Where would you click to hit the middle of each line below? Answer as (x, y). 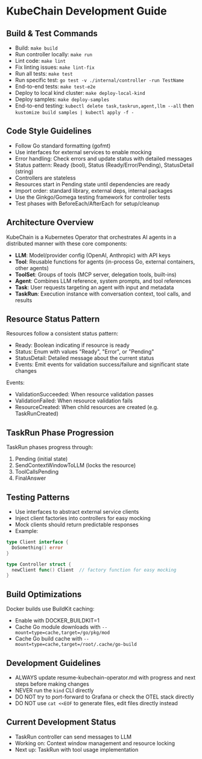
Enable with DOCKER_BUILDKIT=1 (57, 621)
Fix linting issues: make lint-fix (55, 67)
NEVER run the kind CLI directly (54, 690)
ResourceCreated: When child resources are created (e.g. (87, 407)
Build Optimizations (44, 594)
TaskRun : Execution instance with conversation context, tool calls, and (103, 294)
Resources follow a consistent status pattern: (62, 334)
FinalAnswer (30, 478)
